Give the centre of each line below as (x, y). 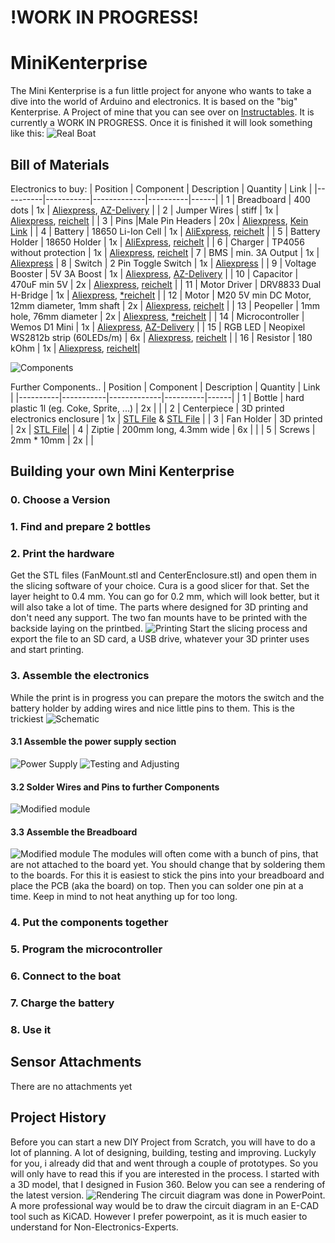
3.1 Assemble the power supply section (93, 742)
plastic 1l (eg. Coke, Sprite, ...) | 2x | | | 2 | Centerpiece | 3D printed (147, 408)
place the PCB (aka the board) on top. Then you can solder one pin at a (157, 886)
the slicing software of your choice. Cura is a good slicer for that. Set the (160, 586)
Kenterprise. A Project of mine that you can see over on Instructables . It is (162, 112)
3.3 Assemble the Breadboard (74, 832)
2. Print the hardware (62, 554)
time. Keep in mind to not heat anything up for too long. (124, 897)
